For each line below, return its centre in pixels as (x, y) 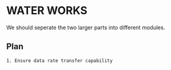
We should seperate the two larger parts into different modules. (86, 27)
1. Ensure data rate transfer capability (60, 61)
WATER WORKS (47, 11)
